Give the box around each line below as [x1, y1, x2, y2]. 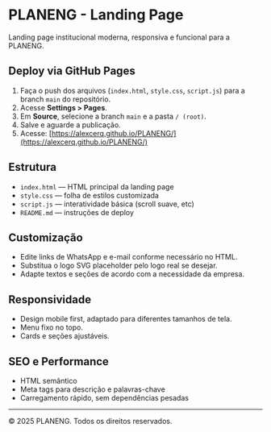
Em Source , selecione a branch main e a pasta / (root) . [19, 111, 207, 121]
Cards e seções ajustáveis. [19, 331, 110, 341]
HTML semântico [19, 376, 78, 385]
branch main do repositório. [19, 94, 111, 104]
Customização [8, 231, 83, 244]
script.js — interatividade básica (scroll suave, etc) [19, 199, 195, 209]
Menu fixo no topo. [19, 322, 83, 332]
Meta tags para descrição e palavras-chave [19, 384, 165, 394]
